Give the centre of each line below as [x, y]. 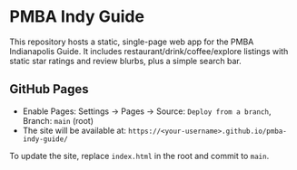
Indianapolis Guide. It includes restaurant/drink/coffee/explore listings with [149, 51]
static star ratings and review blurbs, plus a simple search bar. [126, 61]
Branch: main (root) [58, 120]
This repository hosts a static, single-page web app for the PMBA [132, 42]
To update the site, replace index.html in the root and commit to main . [139, 156]
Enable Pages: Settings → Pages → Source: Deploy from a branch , [147, 111]
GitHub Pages [49, 89]
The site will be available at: [74, 130]
